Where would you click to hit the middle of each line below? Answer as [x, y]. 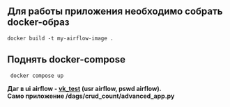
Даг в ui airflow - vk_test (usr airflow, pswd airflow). [84, 88]
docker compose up [37, 76]
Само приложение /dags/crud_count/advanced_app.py [91, 96]
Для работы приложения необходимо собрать [115, 11]
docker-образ [38, 23]
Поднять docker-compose [66, 59]
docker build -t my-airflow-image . [60, 38]
